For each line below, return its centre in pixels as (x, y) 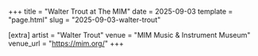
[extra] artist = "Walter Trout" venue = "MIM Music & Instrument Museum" (129, 35)
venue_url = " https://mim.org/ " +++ (66, 43)
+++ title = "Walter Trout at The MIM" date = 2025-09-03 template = (121, 11)
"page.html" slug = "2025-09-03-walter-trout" (85, 20)
